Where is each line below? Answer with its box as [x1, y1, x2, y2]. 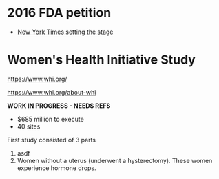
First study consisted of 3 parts [7, 135, 96, 144]
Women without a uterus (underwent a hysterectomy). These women [17, 156, 213, 164]
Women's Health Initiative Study [7, 52, 196, 68]
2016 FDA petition [7, 5, 112, 21]
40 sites [17, 122, 41, 131]
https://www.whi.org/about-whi [7, 88, 96, 96]
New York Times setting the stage [17, 28, 114, 36]
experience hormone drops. [17, 164, 96, 172]
